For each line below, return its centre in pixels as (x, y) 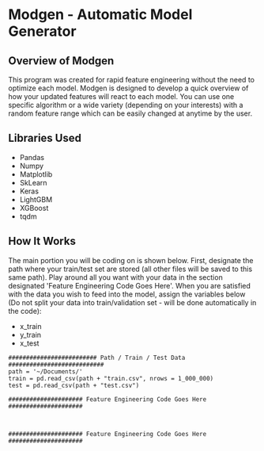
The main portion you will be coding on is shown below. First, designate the (131, 260)
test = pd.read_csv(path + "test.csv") (74, 385)
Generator (42, 31)
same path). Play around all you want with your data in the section (115, 277)
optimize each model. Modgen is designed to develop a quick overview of (128, 88)
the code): (25, 311)
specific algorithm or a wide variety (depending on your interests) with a (126, 105)
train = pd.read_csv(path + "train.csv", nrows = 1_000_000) (111, 378)
